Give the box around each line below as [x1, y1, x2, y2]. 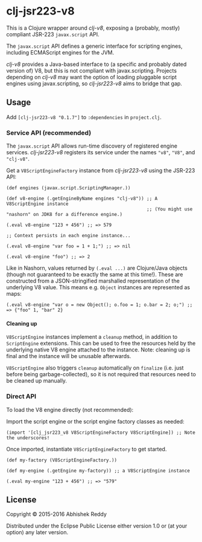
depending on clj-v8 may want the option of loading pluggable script [6, 73, 177, 80]
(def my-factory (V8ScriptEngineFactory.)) [6, 457, 118, 463]
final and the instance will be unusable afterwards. [6, 353, 131, 360]
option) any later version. [6, 529, 68, 536]
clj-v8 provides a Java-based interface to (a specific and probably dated [6, 60, 187, 68]
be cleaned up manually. [6, 377, 68, 385]
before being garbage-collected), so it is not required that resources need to [6, 371, 196, 378]
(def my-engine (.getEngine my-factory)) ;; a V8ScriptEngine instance [6, 468, 190, 474]
